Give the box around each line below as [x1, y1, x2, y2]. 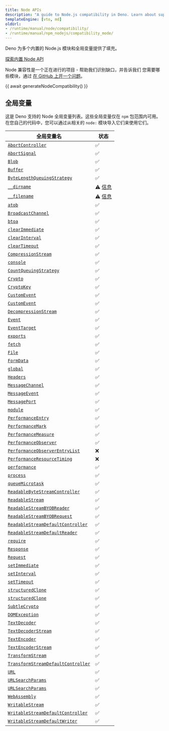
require [8, 538, 26, 543]
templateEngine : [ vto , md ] [5, 17, 62, 22]
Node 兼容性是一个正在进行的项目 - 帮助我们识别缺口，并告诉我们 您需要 [5, 67, 156, 73]
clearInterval [8, 235, 42, 240]
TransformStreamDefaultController [8, 661, 91, 666]
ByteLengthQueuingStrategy [8, 175, 72, 180]
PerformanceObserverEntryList [8, 448, 80, 454]
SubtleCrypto [8, 603, 39, 609]
